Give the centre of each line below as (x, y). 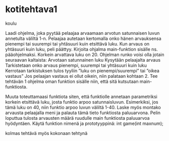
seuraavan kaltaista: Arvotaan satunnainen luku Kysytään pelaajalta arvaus (83, 60)
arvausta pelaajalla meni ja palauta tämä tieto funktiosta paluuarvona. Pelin (83, 113)
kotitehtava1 (31, 9)
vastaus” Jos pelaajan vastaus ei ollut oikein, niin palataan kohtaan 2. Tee (81, 76)
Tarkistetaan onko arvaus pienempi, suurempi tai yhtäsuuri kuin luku (76, 65)
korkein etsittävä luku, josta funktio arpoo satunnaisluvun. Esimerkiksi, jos (82, 102)
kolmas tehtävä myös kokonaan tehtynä (46, 133)
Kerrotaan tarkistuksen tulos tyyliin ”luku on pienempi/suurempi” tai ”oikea (82, 70)
